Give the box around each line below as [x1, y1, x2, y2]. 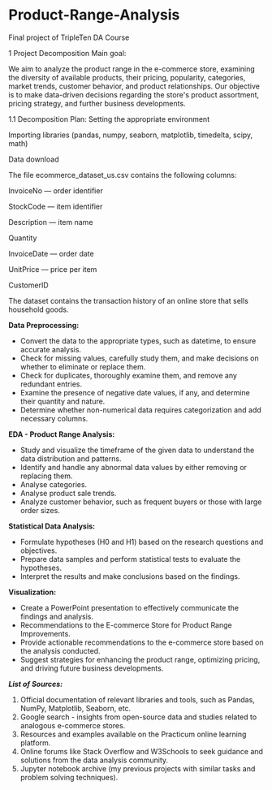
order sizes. [19, 505, 61, 515]
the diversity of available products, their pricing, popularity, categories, [8, 72, 246, 82]
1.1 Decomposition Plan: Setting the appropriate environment [8, 114, 209, 123]
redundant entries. [19, 379, 83, 389]
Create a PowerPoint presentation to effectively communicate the [19, 602, 240, 612]
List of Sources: [8, 679, 63, 689]
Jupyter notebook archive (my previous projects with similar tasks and [19, 763, 256, 773]
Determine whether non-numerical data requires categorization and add [19, 404, 261, 415]
